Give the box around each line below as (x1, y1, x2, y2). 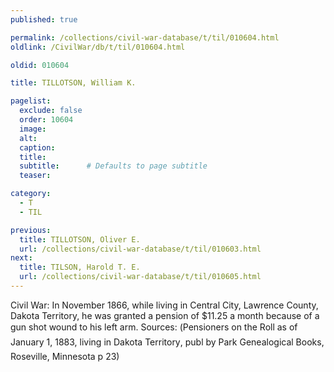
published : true (10, 14, 78, 25)
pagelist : (10, 96, 52, 106)
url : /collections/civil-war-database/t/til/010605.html (19, 272, 262, 282)
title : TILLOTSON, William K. (10, 78, 137, 88)
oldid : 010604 (10, 60, 70, 70)
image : (19, 124, 47, 134)
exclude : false (19, 106, 83, 116)
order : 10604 (19, 115, 74, 125)
